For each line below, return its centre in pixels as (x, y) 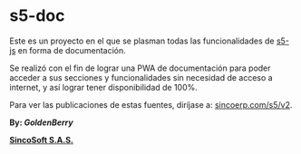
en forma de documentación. (72, 50)
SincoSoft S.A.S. (42, 140)
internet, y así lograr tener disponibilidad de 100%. (103, 87)
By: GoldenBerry (42, 122)
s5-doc (37, 16)
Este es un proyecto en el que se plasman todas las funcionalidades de (142, 41)
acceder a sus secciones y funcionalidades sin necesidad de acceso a (141, 77)
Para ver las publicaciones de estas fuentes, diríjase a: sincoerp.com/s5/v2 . (151, 104)
